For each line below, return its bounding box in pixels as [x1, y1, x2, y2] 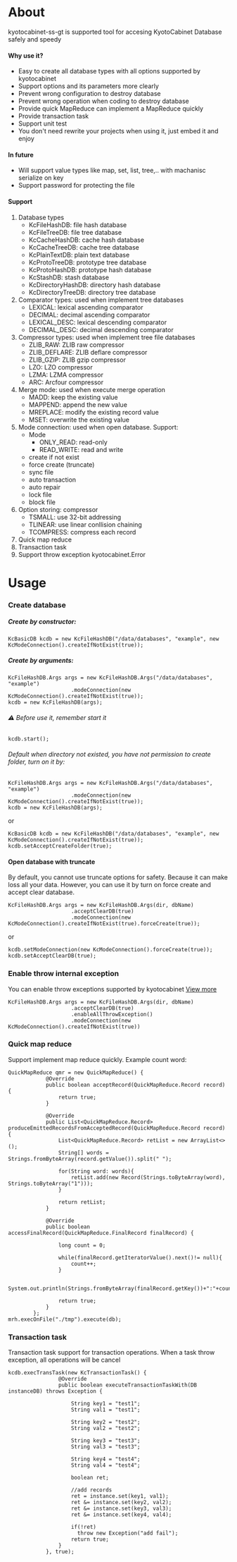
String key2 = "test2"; [70, 1419, 141, 1426]
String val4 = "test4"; [70, 1462, 141, 1469]
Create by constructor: [8, 618, 77, 626]
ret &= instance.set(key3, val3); [70, 1505, 172, 1513]
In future [8, 150, 34, 159]
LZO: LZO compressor [28, 362, 94, 371]
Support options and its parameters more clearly [18, 82, 159, 90]
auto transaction [28, 475, 77, 484]
